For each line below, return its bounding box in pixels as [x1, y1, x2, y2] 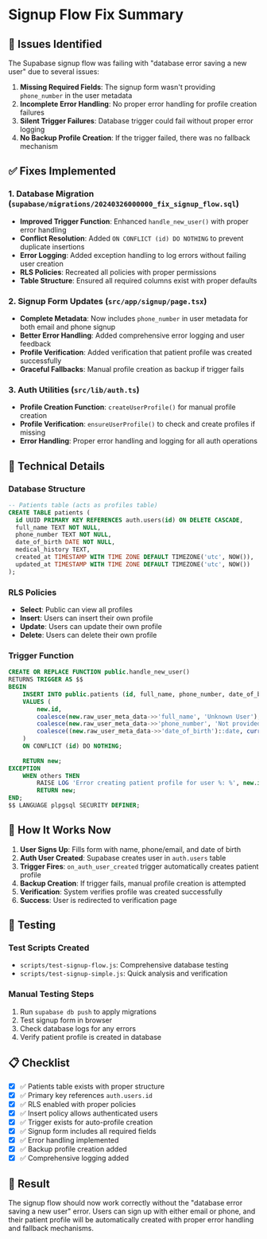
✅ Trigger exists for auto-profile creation [19, 1117, 153, 1127]
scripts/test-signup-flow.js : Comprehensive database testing [19, 960, 229, 970]
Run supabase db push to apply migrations [19, 1006, 157, 1016]
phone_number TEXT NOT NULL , [15, 531, 112, 539]
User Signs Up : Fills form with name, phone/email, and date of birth [19, 844, 241, 854]
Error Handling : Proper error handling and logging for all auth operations [19, 436, 258, 446]
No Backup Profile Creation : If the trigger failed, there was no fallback [19, 133, 250, 143]
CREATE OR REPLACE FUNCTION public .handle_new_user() [8, 668, 191, 676]
